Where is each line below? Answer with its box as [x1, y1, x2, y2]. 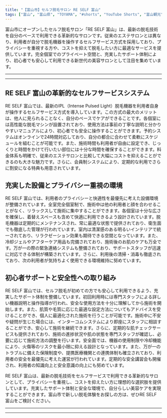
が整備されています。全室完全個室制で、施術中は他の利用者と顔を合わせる [5, 202, 157, 208]
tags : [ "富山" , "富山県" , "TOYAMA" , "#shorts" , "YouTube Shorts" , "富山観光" [5, 12, 164, 17]
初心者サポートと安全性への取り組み [5, 273, 116, 282]
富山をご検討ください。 [5, 398, 53, 404]
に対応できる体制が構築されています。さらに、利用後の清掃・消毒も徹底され [5, 251, 162, 257]
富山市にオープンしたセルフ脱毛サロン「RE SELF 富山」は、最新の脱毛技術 [5, 26, 159, 32]
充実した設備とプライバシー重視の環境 [5, 181, 123, 190]
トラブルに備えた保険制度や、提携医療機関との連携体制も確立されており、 [5, 349, 158, 356]
